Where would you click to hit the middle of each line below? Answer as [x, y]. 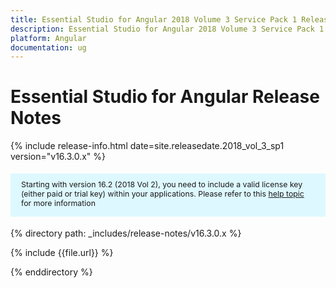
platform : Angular [48, 38]
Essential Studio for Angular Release [165, 97]
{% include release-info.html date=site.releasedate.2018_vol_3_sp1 [147, 146]
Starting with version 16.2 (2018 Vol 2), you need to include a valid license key [162, 184]
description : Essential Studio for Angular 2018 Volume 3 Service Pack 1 [167, 29]
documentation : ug [48, 47]
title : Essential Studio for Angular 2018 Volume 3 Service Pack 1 [154, 19]
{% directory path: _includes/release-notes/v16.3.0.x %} [126, 233]
